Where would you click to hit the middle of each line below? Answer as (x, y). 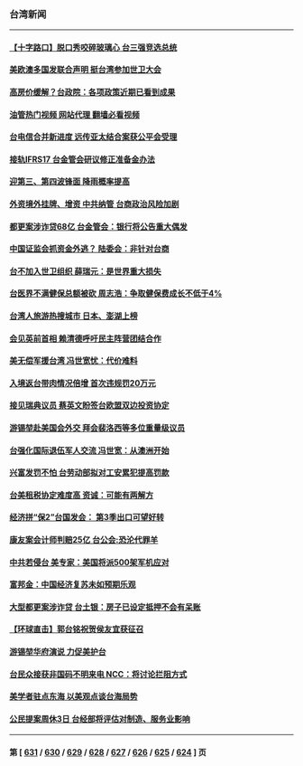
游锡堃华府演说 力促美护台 (58, 651)
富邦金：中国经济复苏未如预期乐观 (73, 584)
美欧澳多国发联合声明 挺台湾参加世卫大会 (86, 70)
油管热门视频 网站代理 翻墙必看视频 (74, 114)
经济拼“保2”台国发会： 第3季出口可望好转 (87, 517)
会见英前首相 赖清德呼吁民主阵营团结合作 (86, 338)
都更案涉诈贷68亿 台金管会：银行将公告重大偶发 (98, 226)
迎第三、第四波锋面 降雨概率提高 (70, 182)
